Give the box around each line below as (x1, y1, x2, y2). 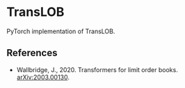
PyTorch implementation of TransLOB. (6, 27, 115, 35)
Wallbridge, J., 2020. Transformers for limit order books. (16, 65, 178, 73)
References (6, 47, 58, 59)
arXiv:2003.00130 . (16, 73, 70, 81)
